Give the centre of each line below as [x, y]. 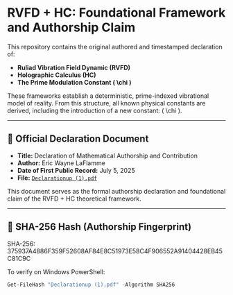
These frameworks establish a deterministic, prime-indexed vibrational [108, 96]
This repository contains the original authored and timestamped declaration [115, 47]
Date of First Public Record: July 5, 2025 [76, 170]
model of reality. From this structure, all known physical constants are [106, 103]
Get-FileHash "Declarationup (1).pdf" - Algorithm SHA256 [91, 285]
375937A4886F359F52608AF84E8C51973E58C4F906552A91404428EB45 [115, 251]
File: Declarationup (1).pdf [57, 178]
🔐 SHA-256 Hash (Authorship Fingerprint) [100, 227]
